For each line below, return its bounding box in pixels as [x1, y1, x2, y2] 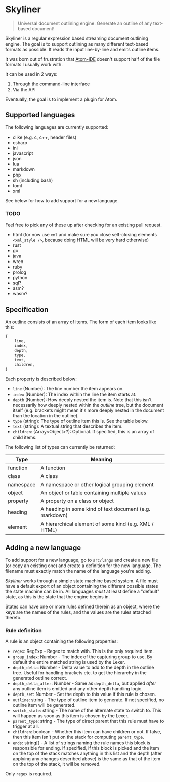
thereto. [5, 614, 22, 620]
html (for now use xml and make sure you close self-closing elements [12, 232, 157, 238]
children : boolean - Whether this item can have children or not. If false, [12, 728, 162, 734]
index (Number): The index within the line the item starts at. [12, 391, 137, 397]
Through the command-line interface [12, 81, 90, 87]
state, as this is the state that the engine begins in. [5, 593, 110, 600]
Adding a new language [5, 544, 81, 552]
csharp [12, 139, 28, 145]
